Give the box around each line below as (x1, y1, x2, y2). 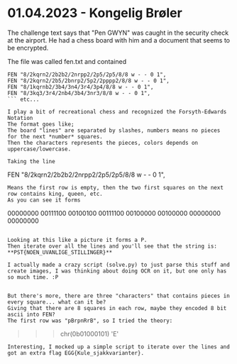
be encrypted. (7, 43, 49, 52)
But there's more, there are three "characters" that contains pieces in (7, 292, 231, 299)
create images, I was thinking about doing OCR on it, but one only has (7, 268, 227, 275)
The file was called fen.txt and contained (7, 57, 127, 65)
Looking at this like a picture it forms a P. (7, 236, 148, 243)
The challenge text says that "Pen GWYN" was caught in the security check (7, 28, 229, 37)
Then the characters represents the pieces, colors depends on (7, 139, 199, 146)
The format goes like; (7, 121, 75, 128)
